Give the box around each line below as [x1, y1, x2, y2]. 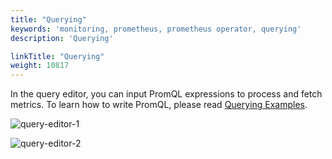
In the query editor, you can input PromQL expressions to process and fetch [10, 88, 323, 100]
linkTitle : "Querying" [10, 51, 105, 61]
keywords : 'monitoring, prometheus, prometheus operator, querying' [10, 24, 302, 34]
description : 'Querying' [10, 33, 114, 43]
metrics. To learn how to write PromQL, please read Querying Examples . [10, 99, 308, 111]
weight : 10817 [10, 61, 70, 71]
